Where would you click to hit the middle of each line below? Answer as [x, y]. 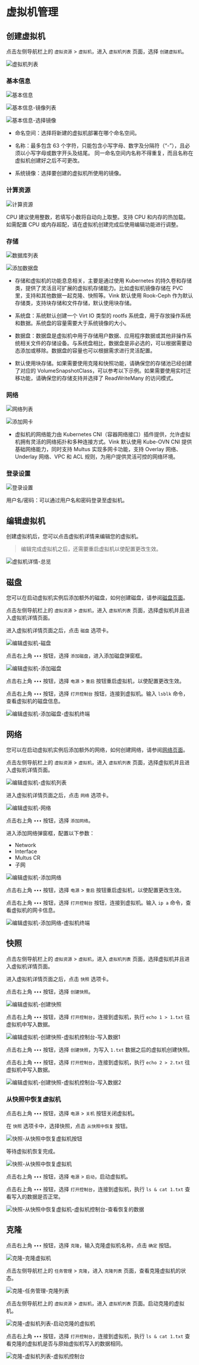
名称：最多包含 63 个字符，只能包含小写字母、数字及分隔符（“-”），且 [100, 146]
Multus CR [27, 857]
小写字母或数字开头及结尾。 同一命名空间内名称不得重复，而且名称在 [109, 153]
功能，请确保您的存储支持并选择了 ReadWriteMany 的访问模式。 [98, 378]
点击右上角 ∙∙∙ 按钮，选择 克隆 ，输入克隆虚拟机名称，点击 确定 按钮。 [90, 1245]
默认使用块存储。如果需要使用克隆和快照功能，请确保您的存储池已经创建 [103, 363]
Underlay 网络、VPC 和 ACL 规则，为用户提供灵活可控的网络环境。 [97, 457]
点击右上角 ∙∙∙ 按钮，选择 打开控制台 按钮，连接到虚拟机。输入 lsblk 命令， [97, 694]
